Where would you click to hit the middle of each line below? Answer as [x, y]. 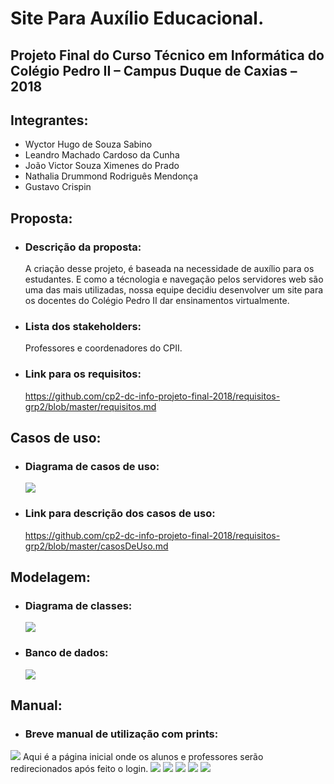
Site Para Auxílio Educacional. [137, 18]
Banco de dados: [66, 653]
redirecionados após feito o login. [79, 769]
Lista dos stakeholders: [83, 326]
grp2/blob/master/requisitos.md [90, 406]
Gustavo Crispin [58, 187]
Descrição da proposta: [83, 247]
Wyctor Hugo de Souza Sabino [88, 144]
